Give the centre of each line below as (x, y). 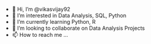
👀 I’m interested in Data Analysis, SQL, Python (69, 15)
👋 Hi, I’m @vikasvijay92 (41, 9)
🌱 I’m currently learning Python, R (54, 22)
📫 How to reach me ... (40, 35)
